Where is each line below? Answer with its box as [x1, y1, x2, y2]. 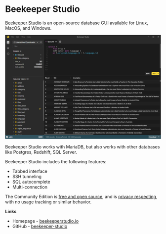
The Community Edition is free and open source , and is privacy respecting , [5, 193, 158, 199]
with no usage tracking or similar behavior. [5, 199, 92, 205]
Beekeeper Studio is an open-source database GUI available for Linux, [5, 20, 148, 26]
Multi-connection [12, 184, 48, 190]
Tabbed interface [12, 168, 48, 174]
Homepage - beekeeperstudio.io [12, 218, 79, 224]
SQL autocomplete [12, 179, 50, 185]
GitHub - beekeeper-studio [12, 223, 68, 229]
